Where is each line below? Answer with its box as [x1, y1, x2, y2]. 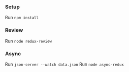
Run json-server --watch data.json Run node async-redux [5, 61, 124, 67]
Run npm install [5, 15, 39, 21]
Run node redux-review [5, 38, 52, 44]
